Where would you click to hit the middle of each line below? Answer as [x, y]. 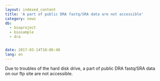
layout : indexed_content [30, 10]
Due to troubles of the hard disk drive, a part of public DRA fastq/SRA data [80, 68]
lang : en [14, 54]
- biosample [22, 32]
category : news [21, 19]
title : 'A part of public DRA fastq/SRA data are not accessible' [74, 14]
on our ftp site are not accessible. [39, 73]
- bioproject [23, 28]
